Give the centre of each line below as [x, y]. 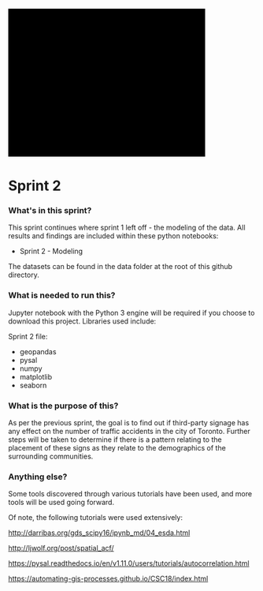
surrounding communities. [51, 456]
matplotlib [36, 376]
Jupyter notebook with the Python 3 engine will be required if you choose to [131, 312]
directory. [24, 275]
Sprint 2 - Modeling [51, 251]
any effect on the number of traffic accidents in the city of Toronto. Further [129, 432]
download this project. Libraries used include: [82, 321]
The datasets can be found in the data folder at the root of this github [120, 267]
